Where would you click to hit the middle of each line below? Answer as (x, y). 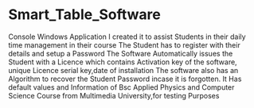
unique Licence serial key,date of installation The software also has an (123, 70)
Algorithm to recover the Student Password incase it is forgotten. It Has (125, 79)
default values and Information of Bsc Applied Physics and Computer (121, 87)
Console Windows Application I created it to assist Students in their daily (127, 37)
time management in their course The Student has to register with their (124, 44)
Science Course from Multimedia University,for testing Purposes (114, 95)
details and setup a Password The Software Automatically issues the (121, 53)
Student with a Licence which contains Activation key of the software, (123, 62)
